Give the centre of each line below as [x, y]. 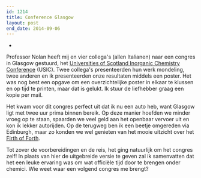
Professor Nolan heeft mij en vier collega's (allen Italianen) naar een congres [101, 57]
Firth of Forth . [23, 139]
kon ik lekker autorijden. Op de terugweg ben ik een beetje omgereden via [98, 125]
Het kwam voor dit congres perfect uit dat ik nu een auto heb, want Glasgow [100, 107]
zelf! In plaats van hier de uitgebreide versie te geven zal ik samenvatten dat [100, 156]
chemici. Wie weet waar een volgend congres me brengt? [77, 169]
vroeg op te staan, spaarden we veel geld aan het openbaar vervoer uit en [98, 119]
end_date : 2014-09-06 [33, 28]
